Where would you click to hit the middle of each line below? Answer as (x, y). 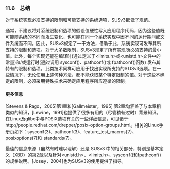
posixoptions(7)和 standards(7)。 (40, 138)
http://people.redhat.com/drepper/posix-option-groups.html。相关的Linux (82, 125)
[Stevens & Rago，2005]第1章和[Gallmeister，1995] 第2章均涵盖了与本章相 (83, 106)
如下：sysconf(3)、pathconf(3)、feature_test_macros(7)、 (75, 131)
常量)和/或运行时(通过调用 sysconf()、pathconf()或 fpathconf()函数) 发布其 (83, 62)
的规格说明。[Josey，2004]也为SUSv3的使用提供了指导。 (66, 161)
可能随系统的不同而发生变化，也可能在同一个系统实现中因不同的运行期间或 (83, 37)
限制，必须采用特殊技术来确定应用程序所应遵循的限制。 (72, 81)
